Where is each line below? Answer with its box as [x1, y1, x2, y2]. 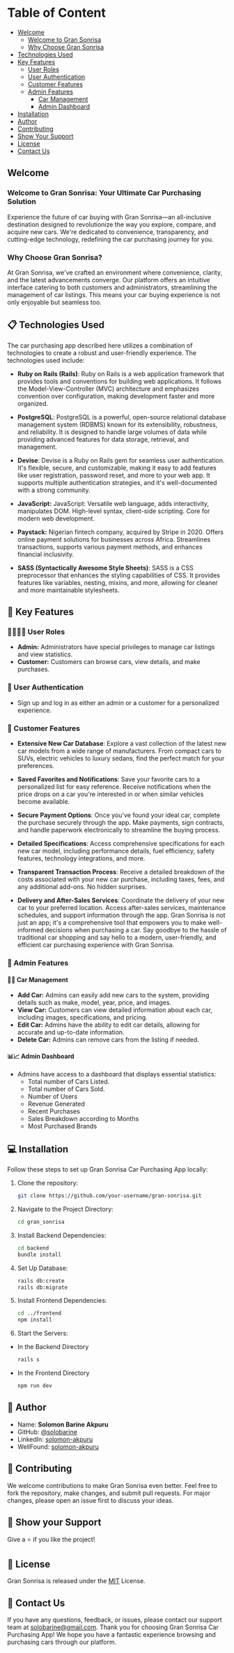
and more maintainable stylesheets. [17, 586, 120, 594]
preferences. [17, 762, 54, 770]
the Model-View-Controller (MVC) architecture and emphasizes [17, 384, 200, 393]
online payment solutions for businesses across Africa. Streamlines [17, 535, 211, 543]
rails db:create [17, 1277, 65, 1284]
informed [17, 926, 44, 934]
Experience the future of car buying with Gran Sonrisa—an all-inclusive [7, 212, 212, 221]
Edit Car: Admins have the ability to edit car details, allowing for [17, 1020, 201, 1029]
